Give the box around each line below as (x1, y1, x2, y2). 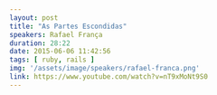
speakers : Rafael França (9, 30, 103, 39)
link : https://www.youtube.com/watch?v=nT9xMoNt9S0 (9, 72, 208, 81)
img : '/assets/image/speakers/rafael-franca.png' (9, 64, 201, 73)
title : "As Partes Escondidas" (9, 22, 127, 31)
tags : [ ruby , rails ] (9, 55, 95, 64)
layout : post (9, 13, 59, 23)
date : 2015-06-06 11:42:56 (9, 47, 111, 56)
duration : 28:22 (9, 38, 71, 48)
